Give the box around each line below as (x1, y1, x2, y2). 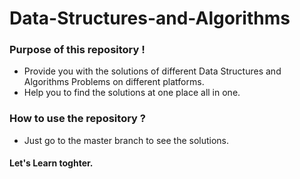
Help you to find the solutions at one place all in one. (23, 87, 241, 99)
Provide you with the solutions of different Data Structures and (23, 65, 282, 77)
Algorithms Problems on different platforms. (23, 76, 205, 88)
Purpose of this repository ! (9, 43, 146, 57)
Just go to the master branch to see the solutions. (23, 134, 230, 146)
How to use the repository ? (9, 112, 146, 126)
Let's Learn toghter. (9, 157, 94, 169)
